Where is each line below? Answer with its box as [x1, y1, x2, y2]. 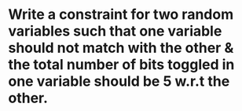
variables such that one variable [8, 22, 222, 40]
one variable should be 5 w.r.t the [8, 72, 230, 91]
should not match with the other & [8, 39, 234, 57]
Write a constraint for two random [8, 6, 234, 24]
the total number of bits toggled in [8, 56, 235, 74]
